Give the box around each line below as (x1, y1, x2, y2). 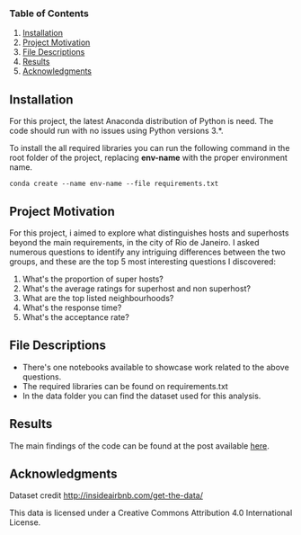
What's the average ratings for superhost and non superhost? (22, 282, 252, 294)
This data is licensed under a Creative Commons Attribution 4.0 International (9, 507, 293, 519)
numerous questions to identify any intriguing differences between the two (9, 246, 286, 257)
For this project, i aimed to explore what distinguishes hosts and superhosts (9, 227, 289, 238)
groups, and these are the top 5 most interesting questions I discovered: (9, 255, 277, 267)
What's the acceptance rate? (22, 311, 130, 322)
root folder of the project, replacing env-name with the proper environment (9, 152, 288, 164)
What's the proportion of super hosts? (22, 273, 164, 284)
